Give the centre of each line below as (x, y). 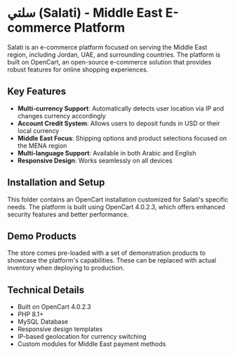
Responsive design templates (60, 329)
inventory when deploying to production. (66, 268)
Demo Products (42, 236)
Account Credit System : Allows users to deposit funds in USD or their (119, 123)
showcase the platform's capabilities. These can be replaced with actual (112, 260)
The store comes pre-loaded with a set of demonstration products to (106, 253)
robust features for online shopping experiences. (78, 69)
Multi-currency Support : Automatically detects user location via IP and (121, 108)
